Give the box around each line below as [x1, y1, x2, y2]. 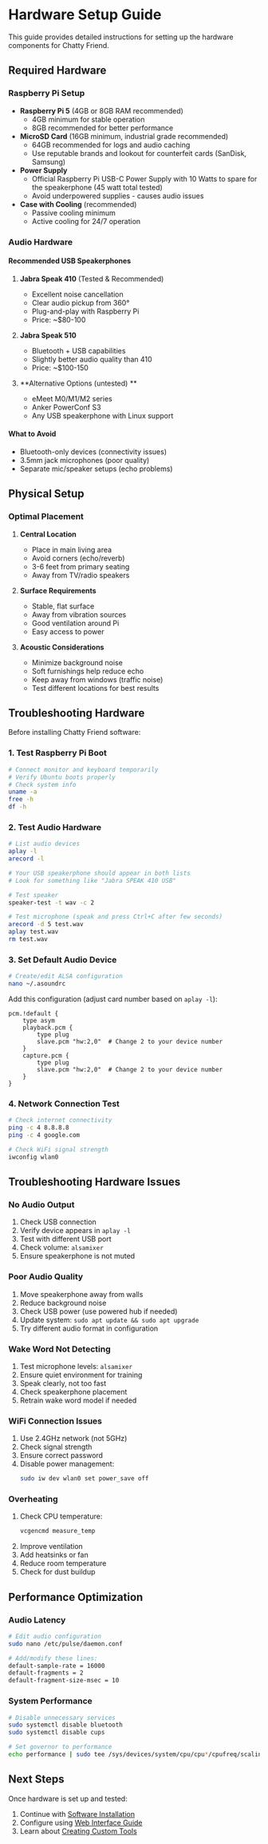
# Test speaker [8, 891, 59, 899]
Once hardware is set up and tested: [8, 1794, 128, 1803]
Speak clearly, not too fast [19, 1378, 107, 1388]
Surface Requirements [19, 585, 97, 595]
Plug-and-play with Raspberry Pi [31, 306, 140, 316]
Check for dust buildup [19, 1567, 96, 1577]
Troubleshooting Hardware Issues [8, 1175, 181, 1189]
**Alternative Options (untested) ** [19, 378, 137, 388]
